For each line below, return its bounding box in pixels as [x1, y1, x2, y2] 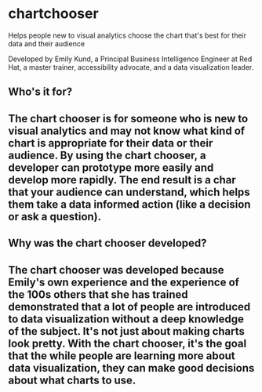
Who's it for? [8, 85, 73, 99]
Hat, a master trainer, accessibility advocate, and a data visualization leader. [8, 62, 254, 71]
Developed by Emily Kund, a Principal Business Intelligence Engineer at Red [8, 54, 253, 64]
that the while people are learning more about [8, 349, 235, 362]
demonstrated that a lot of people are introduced [8, 299, 251, 314]
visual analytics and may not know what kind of [8, 124, 246, 137]
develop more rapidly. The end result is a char [8, 173, 237, 187]
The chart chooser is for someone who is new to [8, 111, 249, 125]
